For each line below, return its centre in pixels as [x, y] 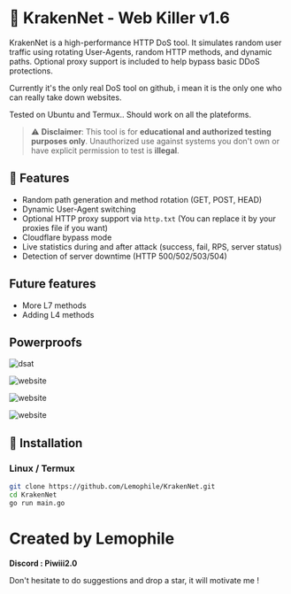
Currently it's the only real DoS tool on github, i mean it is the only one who [145, 88]
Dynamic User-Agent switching [79, 209]
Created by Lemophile [92, 538]
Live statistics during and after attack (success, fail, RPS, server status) [152, 246]
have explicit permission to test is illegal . [105, 150]
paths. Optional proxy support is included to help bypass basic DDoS [134, 61]
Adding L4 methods [58, 314]
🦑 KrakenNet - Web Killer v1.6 [119, 18]
